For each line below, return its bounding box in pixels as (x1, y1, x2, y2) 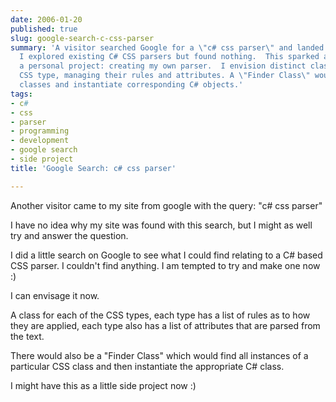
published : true (10, 24, 78, 34)
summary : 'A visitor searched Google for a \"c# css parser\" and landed (10, 42, 325, 53)
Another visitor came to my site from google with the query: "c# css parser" (10, 199, 323, 211)
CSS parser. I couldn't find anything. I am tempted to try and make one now (10, 259, 321, 271)
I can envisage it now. (10, 289, 100, 301)
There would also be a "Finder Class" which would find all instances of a (10, 349, 309, 361)
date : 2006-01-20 (10, 14, 83, 25)
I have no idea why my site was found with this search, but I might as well (10, 219, 313, 231)
